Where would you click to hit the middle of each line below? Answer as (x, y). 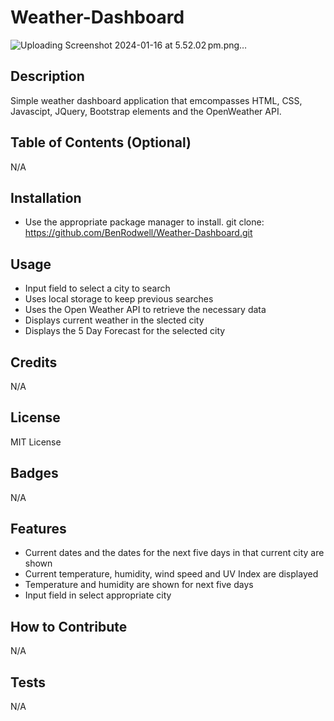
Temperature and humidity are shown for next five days (139, 585)
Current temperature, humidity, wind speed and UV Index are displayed (171, 574)
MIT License (36, 442)
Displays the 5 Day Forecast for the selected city (125, 331)
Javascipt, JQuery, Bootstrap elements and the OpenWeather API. (146, 111)
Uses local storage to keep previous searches (119, 299)
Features (38, 529)
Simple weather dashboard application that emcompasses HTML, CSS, (156, 100)
